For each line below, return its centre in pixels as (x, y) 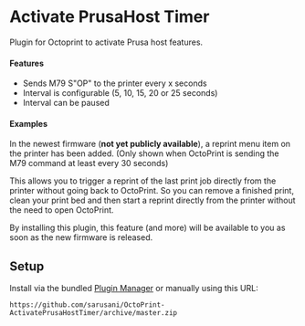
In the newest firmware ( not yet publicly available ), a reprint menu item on (150, 144)
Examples (29, 123)
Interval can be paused (66, 103)
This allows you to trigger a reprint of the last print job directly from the (143, 181)
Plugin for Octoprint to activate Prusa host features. (106, 42)
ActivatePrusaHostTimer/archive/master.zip (94, 313)
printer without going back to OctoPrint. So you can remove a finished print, (152, 191)
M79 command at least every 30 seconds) (89, 163)
